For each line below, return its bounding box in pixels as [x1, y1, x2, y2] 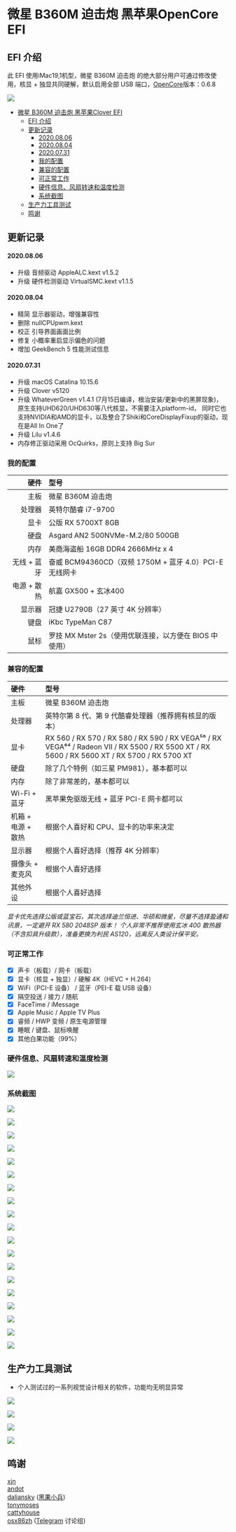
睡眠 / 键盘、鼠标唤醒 [17, 1026, 79, 1034]
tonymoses [7, 1500, 40, 1509]
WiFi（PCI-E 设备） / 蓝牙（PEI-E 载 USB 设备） [17, 984, 155, 992]
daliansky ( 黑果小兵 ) [7, 1493, 66, 1501]
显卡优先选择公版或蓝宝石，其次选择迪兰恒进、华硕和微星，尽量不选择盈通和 [7, 912, 228, 920]
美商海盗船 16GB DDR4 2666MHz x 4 [48, 544, 174, 554]
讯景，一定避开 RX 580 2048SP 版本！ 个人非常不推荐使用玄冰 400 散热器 [7, 920, 221, 929]
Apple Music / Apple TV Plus [17, 1008, 100, 1016]
